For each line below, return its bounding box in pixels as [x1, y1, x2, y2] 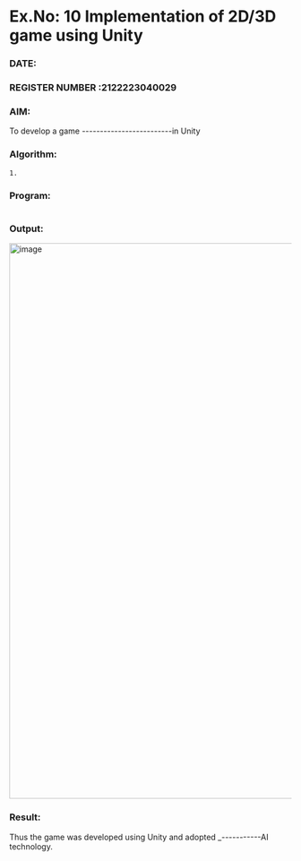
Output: [9, 222, 44, 235]
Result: [9, 811, 41, 823]
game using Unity [9, 25, 143, 46]
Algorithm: [9, 148, 57, 160]
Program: [9, 189, 51, 202]
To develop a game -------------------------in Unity [9, 125, 201, 136]
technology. [9, 840, 54, 852]
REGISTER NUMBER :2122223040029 [9, 82, 177, 94]
